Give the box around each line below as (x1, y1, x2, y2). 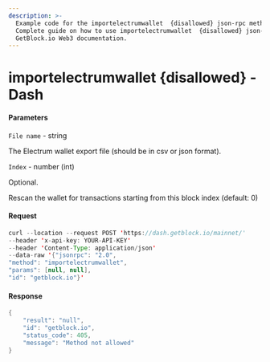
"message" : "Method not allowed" (22, 339, 135, 347)
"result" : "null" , (22, 316, 84, 325)
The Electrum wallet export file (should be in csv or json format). (8, 146, 222, 156)
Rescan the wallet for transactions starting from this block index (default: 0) (8, 193, 259, 202)
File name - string (8, 130, 67, 140)
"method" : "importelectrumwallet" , (8, 258, 128, 267)
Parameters (8, 113, 48, 123)
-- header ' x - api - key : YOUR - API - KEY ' (8, 236, 131, 245)
